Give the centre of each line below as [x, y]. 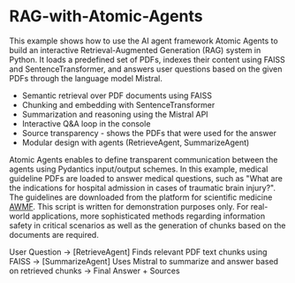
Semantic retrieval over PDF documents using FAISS [117, 96]
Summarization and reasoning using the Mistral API [115, 114]
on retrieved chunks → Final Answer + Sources [95, 271]
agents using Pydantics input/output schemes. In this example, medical [139, 169]
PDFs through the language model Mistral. [86, 78]
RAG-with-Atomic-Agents [106, 16]
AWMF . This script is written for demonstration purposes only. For [129, 206]
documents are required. [54, 234]
